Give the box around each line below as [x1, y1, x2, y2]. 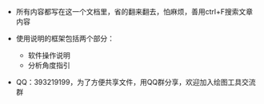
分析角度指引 [27, 60, 70, 70]
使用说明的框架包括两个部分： [15, 34, 114, 43]
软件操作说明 [27, 51, 70, 60]
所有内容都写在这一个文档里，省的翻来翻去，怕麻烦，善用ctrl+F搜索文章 [15, 7, 254, 16]
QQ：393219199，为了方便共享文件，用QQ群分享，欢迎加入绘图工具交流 [15, 78, 256, 87]
